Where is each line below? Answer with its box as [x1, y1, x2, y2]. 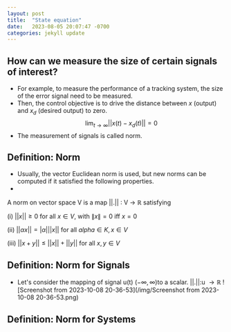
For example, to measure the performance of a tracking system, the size [17, 85, 223, 93]
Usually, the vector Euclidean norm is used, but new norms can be [17, 170, 207, 178]
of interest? [7, 66, 58, 78]
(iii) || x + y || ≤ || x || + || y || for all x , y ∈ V [7, 239, 120, 247]
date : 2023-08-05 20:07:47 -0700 [7, 23, 110, 30]
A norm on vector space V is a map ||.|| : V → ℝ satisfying [7, 198, 172, 207]
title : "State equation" [7, 17, 82, 24]
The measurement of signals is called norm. [17, 131, 143, 139]
